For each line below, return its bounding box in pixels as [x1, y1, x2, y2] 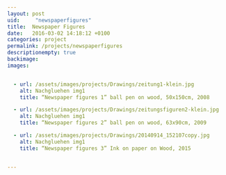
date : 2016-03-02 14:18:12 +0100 [7, 29, 111, 37]
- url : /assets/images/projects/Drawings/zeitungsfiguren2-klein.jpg [13, 106, 219, 114]
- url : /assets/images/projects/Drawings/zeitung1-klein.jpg [13, 81, 195, 88]
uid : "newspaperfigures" [7, 17, 92, 24]
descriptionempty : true [7, 50, 76, 56]
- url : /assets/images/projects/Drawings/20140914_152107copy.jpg [13, 132, 210, 139]
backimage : [7, 56, 39, 63]
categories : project [7, 36, 67, 43]
